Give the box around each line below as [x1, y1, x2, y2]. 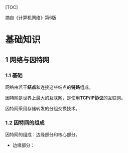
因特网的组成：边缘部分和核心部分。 [5, 131, 80, 137]
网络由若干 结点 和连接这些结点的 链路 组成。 [5, 84, 93, 90]
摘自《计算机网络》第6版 [5, 15, 57, 21]
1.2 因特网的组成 [5, 119, 45, 126]
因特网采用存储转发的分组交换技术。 [5, 105, 80, 111]
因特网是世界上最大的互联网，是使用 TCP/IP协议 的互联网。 [5, 95, 125, 101]
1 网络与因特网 [5, 55, 50, 64]
